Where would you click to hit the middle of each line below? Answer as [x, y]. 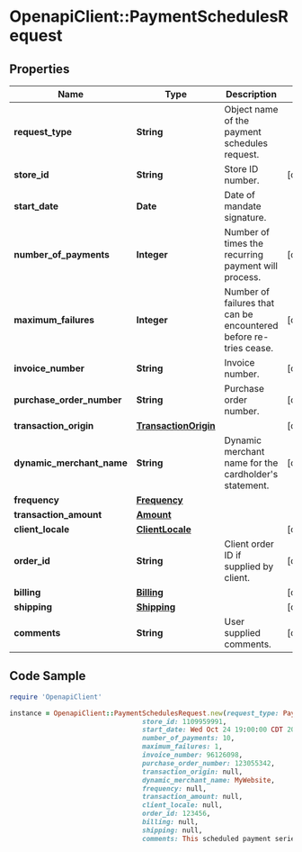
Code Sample [48, 676]
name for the [251, 463]
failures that [249, 303]
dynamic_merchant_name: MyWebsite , [209, 780]
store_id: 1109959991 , [185, 721]
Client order [249, 544]
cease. [259, 348]
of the [237, 121]
